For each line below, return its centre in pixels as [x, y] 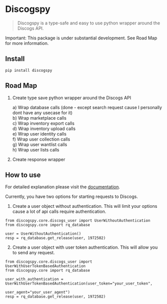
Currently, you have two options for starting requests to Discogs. [72, 197]
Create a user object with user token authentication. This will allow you [85, 247]
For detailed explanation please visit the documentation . [63, 187]
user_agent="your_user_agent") [38, 293]
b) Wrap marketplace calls [39, 118]
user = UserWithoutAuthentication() [43, 234]
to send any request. [33, 253]
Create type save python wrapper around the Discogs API [72, 98]
